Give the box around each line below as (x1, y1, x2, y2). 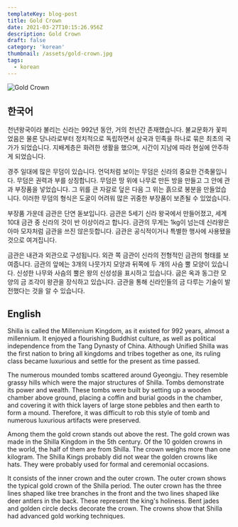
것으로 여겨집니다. (7, 236, 58, 244)
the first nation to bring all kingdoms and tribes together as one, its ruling (7, 350, 221, 358)
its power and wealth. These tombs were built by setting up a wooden (7, 386, 212, 395)
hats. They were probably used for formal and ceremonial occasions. (7, 460, 210, 469)
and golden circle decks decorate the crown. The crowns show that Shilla (7, 504, 222, 513)
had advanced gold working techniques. (7, 512, 126, 521)
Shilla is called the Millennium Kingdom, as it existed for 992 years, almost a (7, 327, 229, 335)
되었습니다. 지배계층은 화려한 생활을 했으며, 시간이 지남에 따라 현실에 (20, 143, 210, 152)
